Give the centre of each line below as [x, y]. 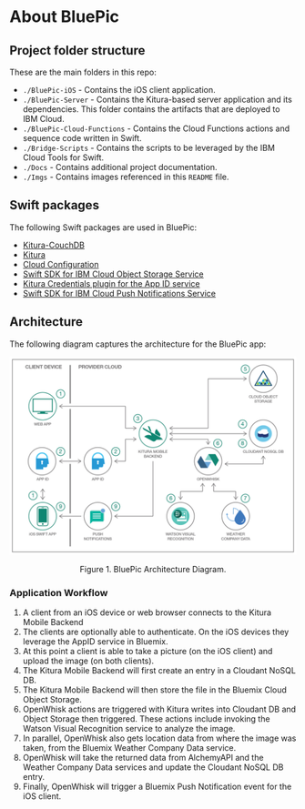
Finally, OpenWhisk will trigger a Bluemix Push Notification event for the [157, 787]
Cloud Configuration [61, 264]
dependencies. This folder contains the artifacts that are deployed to [151, 109]
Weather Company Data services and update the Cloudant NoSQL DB [153, 767]
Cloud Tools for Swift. [63, 157]
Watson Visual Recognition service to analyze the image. [129, 729]
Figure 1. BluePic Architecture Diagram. [153, 570]
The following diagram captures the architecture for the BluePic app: [138, 344]
